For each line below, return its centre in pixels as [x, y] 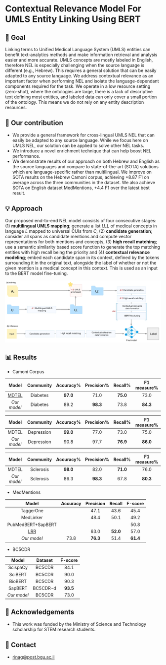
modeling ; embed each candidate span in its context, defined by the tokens [82, 257]
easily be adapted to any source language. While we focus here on [80, 140]
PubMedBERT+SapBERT [32, 525]
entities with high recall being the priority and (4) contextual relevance [78, 252]
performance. [26, 156]
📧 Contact [21, 645]
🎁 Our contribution [34, 123]
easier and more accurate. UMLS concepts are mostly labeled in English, [79, 60]
